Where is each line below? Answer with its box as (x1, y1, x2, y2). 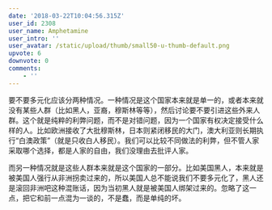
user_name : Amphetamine (8, 27, 89, 35)
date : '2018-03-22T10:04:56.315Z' (8, 11, 125, 20)
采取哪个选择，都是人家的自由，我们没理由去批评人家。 (8, 145, 193, 155)
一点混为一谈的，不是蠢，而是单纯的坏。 (50, 193, 186, 203)
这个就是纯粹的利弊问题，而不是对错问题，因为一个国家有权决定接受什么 (22, 115, 264, 125)
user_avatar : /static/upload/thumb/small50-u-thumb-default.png (8, 42, 230, 50)
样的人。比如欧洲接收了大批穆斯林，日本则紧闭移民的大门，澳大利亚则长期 (8, 125, 257, 135)
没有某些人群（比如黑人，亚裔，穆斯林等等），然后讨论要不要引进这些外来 (8, 105, 253, 115)
